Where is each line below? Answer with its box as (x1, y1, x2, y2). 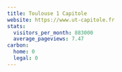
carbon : (7, 42, 29, 49)
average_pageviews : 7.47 (13, 36, 84, 43)
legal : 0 (13, 55, 38, 62)
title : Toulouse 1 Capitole (7, 10, 88, 17)
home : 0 (13, 49, 36, 56)
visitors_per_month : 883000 (13, 29, 94, 36)
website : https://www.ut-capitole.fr (7, 16, 115, 23)
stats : (7, 23, 26, 29)
